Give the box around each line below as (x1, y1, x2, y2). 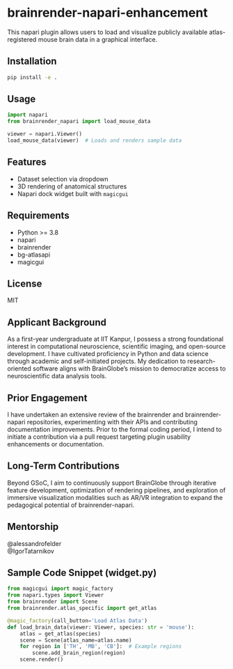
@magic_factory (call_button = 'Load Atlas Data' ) (7, 617, 148, 624)
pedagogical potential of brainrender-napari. (7, 501, 135, 509)
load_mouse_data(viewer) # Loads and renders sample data (7, 137, 182, 144)
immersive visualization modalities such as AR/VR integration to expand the (7, 493, 223, 501)
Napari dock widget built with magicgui (17, 189, 129, 198)
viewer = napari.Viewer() (7, 131, 82, 138)
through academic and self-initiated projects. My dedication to (7, 357, 186, 366)
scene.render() (19, 656, 64, 663)
